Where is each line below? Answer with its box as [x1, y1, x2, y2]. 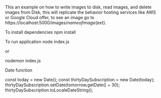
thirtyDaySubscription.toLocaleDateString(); [5, 87, 94, 93]
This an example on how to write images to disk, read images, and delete [5, 4, 152, 10]
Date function [5, 67, 33, 73]
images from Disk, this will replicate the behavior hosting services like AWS [5, 9, 156, 15]
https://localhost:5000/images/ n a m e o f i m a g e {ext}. [5, 20, 106, 25]
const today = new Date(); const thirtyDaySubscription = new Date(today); [5, 77, 155, 82]
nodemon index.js [5, 58, 41, 63]
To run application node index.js [5, 39, 70, 45]
